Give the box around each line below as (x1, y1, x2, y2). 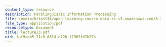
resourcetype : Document (5, 25, 54, 30)
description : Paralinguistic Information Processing (5, 12, 116, 17)
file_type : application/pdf (5, 21, 63, 26)
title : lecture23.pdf (5, 30, 50, 35)
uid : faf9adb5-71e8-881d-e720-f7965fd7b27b (5, 35, 96, 40)
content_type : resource (5, 7, 54, 12)
